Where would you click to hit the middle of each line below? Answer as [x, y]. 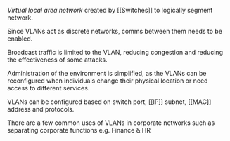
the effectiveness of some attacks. [57, 60]
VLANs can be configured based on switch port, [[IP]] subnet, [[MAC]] [109, 102]
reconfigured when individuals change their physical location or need [108, 81]
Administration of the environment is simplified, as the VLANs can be [107, 73]
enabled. [20, 39]
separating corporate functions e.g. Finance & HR [79, 130]
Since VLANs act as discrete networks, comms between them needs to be [115, 31]
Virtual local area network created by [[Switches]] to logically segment [110, 10]
